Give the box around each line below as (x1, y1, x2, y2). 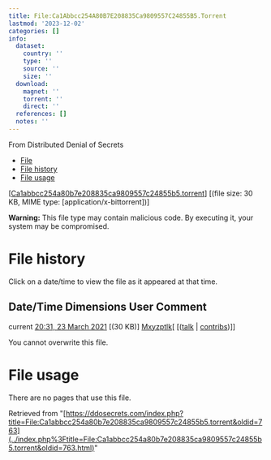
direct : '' (23, 102, 60, 110)
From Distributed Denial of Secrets (8, 140, 124, 149)
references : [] (15, 110, 67, 118)
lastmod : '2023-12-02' (8, 19, 85, 28)
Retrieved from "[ (8, 408, 67, 418)
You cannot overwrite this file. (8, 337, 109, 347)
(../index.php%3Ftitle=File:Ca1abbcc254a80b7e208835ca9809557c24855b (8, 434, 262, 444)
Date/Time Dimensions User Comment (8, 300, 207, 314)
